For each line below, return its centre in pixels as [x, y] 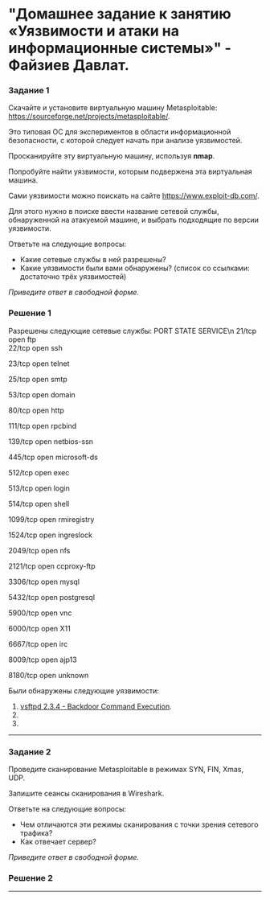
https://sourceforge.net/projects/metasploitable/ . [89, 117]
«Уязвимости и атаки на [94, 31]
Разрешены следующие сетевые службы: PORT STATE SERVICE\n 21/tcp [133, 331]
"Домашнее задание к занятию [120, 14]
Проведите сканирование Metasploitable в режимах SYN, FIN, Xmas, [126, 770]
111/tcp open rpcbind [43, 425]
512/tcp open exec [39, 472]
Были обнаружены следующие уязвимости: [84, 690]
